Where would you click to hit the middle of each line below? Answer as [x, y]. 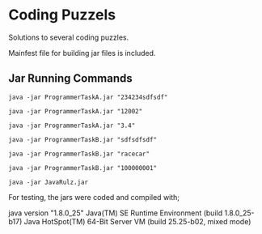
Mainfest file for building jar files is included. [82, 53]
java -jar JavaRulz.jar [49, 182]
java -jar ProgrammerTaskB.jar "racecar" [79, 154]
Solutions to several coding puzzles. [69, 37]
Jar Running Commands [71, 79]
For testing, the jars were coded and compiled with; [94, 197]
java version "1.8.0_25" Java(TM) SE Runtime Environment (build [116, 213]
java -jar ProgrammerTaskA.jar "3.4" [72, 126]
